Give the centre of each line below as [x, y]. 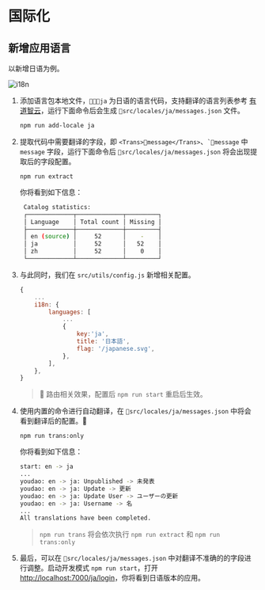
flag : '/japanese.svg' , [115, 348]
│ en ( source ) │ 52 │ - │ [93, 237]
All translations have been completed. [85, 518]
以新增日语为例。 [36, 69]
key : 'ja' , [93, 334]
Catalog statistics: [57, 207]
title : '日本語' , [103, 341]
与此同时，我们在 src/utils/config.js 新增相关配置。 [107, 275]
